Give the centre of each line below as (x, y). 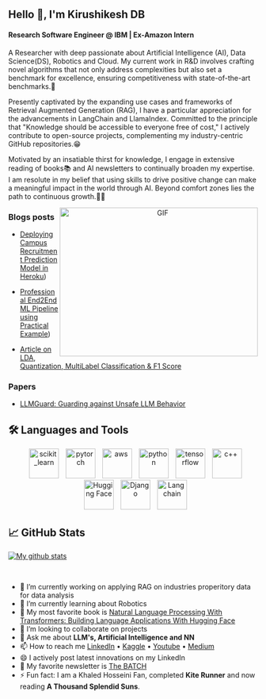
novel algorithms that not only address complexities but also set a (115, 69)
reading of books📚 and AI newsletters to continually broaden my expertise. (131, 168)
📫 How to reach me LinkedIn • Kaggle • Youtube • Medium (117, 646)
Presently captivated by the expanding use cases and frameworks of (120, 102)
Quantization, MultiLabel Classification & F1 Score (101, 366)
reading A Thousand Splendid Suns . (80, 686)
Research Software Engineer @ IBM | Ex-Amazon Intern (101, 35)
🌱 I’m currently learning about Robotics (83, 603)
